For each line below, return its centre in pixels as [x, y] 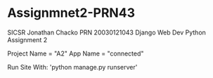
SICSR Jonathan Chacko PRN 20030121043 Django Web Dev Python [106, 32]
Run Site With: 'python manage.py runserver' [72, 67]
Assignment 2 [27, 39]
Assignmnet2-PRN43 [71, 13]
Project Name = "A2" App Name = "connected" [76, 53]
